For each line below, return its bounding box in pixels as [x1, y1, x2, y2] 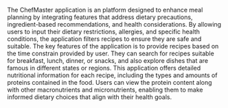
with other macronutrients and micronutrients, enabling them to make [7, 85, 203, 94]
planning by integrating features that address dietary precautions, [7, 13, 193, 21]
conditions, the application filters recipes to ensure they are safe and [7, 35, 202, 43]
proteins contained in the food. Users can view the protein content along [7, 79, 212, 86]
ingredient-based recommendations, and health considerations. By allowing [7, 21, 222, 28]
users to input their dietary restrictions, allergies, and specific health [7, 27, 201, 36]
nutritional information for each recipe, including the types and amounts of [7, 71, 218, 79]
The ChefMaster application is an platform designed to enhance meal [7, 6, 203, 14]
